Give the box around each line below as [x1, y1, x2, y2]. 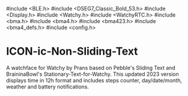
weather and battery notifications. [6, 83, 89, 90]
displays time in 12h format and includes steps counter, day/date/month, [6, 76, 182, 84]
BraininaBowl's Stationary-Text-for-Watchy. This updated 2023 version [6, 71, 179, 78]
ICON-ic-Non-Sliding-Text [6, 44, 138, 58]
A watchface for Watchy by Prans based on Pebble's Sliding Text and [6, 64, 176, 71]
